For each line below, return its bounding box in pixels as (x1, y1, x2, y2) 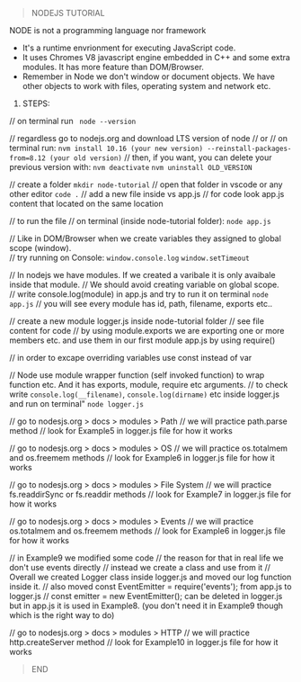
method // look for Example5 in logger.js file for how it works (9, 426, 234, 435)
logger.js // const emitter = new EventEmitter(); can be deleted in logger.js (9, 591, 283, 601)
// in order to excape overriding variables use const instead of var (9, 353, 252, 363)
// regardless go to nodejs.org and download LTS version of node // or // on (9, 133, 288, 143)
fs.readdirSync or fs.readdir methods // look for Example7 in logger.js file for (9, 489, 292, 499)
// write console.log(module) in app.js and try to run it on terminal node (9, 289, 270, 300)
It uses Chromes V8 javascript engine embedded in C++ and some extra (22, 52, 290, 62)
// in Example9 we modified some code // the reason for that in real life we (9, 552, 284, 563)
